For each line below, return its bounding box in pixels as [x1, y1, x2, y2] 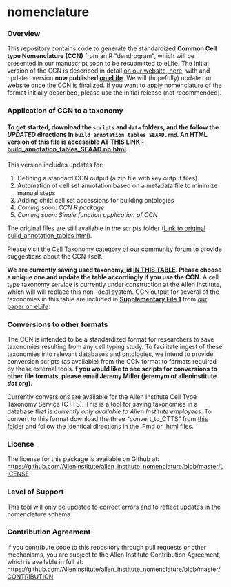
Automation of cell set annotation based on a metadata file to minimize [17, 181, 218, 189]
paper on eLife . [7, 302, 50, 310]
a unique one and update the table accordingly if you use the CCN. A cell [7, 272, 219, 281]
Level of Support [7, 487, 64, 496]
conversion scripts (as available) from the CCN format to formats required [7, 357, 217, 365]
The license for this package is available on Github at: [7, 455, 160, 463]
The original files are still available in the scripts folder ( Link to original [7, 224, 205, 232]
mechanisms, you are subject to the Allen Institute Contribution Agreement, [7, 550, 221, 559]
